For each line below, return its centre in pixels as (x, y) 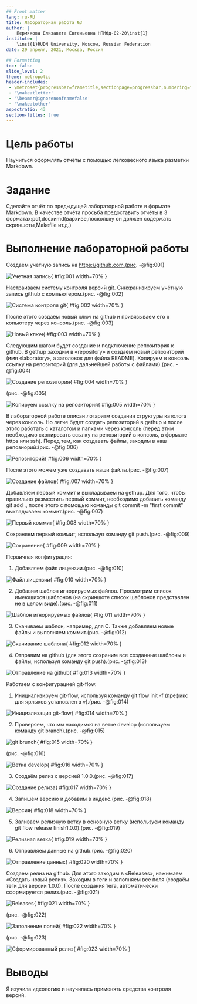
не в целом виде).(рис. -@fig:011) (56, 604)
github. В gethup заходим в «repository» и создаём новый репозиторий (95, 352)
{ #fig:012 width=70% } (94, 644)
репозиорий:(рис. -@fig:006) (42, 447)
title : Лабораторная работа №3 (44, 22)
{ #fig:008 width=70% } (81, 523)
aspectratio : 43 (26, 109)
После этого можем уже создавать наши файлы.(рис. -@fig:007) (87, 470)
